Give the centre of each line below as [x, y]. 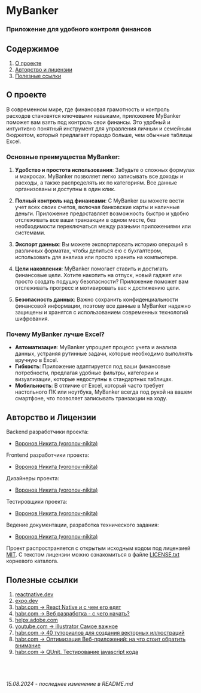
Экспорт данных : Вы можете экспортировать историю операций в [101, 245]
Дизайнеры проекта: [33, 478]
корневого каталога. [32, 561]
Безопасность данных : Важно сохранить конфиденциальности [96, 300]
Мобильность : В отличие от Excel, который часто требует [89, 386]
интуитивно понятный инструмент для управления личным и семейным [99, 128]
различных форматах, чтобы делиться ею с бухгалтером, [89, 251]
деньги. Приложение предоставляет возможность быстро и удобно [102, 213]
